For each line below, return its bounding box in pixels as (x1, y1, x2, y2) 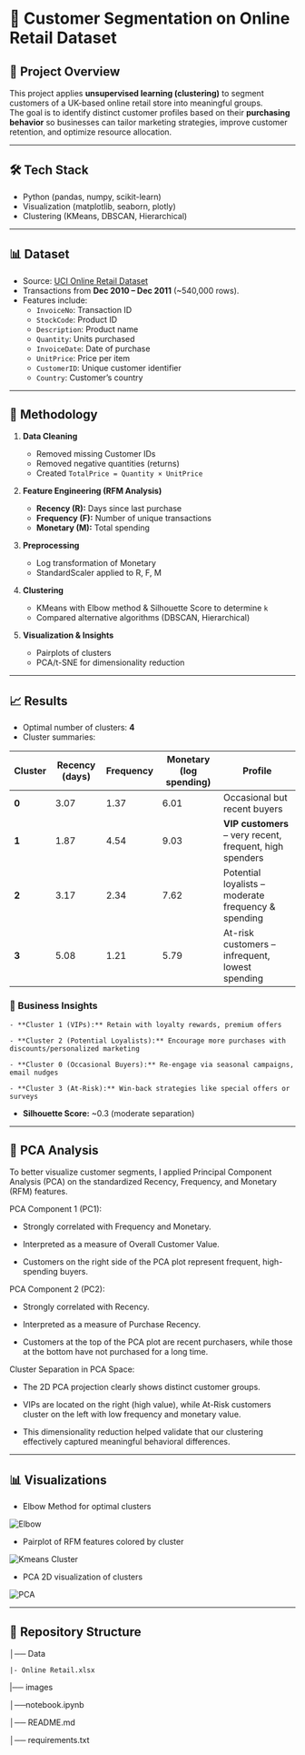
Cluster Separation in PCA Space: (9, 1364, 135, 1375)
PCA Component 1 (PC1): (9, 1204, 103, 1215)
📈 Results (9, 693, 68, 709)
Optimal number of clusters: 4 (22, 722, 135, 733)
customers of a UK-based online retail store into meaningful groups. (9, 97, 263, 108)
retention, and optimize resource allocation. (9, 126, 172, 137)
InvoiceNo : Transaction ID (35, 304, 133, 315)
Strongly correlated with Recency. (22, 1301, 150, 1313)
